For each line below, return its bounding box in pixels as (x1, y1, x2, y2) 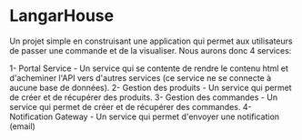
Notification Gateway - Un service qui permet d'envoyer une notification (9, 111, 280, 122)
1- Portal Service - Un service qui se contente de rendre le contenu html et (9, 63, 289, 74)
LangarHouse (9, 5, 115, 26)
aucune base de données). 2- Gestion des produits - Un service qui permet (9, 82, 293, 93)
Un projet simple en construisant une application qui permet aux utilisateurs (9, 35, 293, 46)
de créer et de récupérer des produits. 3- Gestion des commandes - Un (9, 92, 278, 103)
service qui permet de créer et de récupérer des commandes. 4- (9, 101, 252, 112)
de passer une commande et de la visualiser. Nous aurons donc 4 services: (9, 45, 292, 55)
